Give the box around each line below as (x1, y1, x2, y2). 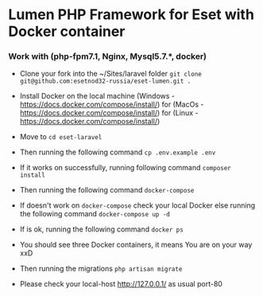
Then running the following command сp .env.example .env (19, 147, 216, 157)
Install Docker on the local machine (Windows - (19, 92, 176, 101)
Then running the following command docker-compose (19, 185, 195, 195)
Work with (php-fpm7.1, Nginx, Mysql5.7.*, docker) (8, 51, 207, 62)
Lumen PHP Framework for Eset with (8, 6, 254, 24)
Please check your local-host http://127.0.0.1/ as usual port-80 (19, 279, 222, 289)
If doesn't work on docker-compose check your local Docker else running (19, 201, 256, 210)
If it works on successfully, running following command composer (19, 163, 232, 173)
